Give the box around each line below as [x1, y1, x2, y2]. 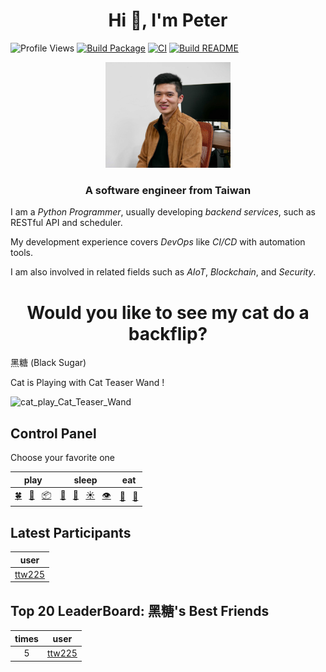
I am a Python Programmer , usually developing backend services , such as [10, 206, 316, 218]
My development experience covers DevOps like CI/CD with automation [10, 236, 306, 248]
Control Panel [10, 425, 97, 442]
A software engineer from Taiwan [84, 184, 252, 197]
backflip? [128, 322, 208, 345]
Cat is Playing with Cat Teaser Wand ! [10, 377, 165, 389]
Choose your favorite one [10, 452, 116, 464]
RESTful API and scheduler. [10, 217, 123, 229]
